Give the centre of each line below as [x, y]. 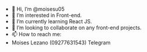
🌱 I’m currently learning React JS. [52, 21]
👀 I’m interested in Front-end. [47, 15]
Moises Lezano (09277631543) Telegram [61, 43]
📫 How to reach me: [36, 34]
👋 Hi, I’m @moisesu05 [38, 9]
